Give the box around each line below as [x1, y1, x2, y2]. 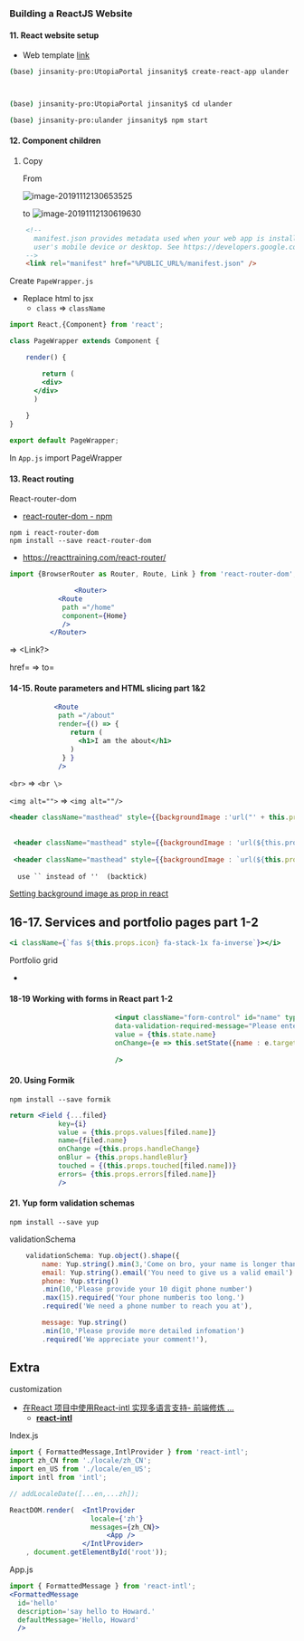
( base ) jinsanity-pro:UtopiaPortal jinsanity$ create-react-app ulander [9, 67, 290, 77]
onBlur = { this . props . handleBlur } [57, 1153, 188, 1162]
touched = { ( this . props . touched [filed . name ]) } [57, 1161, 237, 1170]
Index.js [9, 1430, 39, 1441]
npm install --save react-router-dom [9, 537, 152, 546]
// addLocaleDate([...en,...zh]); [9, 1489, 140, 1498]
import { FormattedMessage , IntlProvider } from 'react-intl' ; [9, 1447, 249, 1457]
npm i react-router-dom [9, 529, 100, 538]
